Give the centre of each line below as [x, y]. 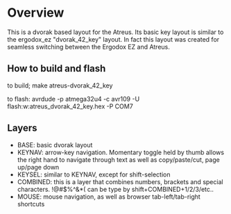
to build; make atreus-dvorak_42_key [60, 85]
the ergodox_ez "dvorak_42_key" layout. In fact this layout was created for [113, 39]
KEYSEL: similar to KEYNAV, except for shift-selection [94, 174]
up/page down [38, 167]
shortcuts [31, 204]
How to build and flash [57, 68]
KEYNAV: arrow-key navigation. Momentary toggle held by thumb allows [120, 152]
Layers [22, 128]
